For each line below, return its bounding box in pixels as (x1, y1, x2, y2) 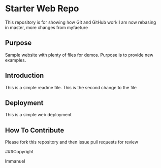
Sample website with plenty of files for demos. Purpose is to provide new (5, 52, 154, 58)
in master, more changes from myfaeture (5, 24, 88, 30)
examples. (5, 57, 26, 63)
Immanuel (5, 158, 26, 164)
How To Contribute (5, 126, 64, 134)
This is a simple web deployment (5, 112, 72, 118)
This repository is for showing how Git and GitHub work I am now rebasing (5, 19, 156, 25)
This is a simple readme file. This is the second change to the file (5, 84, 137, 90)
